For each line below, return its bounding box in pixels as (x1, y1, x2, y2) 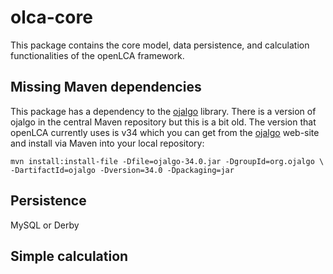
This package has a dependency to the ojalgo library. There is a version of (10, 105, 317, 117)
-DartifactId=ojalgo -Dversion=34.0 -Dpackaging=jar (10, 165, 235, 175)
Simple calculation (10, 247, 129, 265)
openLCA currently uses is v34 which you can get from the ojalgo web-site (10, 126, 320, 138)
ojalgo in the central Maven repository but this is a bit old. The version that (10, 116, 317, 128)
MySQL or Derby (10, 219, 80, 231)
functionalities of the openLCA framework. (10, 49, 185, 61)
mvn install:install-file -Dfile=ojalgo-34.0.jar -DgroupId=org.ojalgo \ (10, 156, 325, 166)
